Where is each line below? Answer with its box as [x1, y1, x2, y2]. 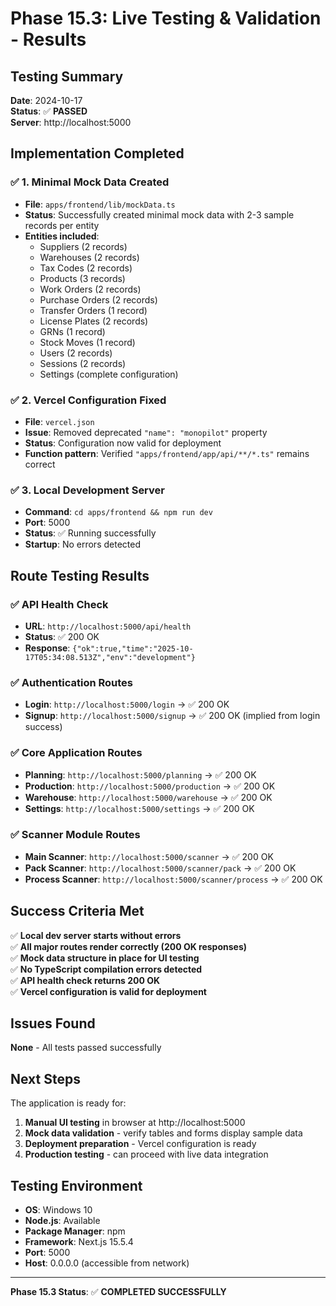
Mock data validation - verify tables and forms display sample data [24, 1127, 303, 1139]
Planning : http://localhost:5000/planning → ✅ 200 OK [24, 768, 257, 781]
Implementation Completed [10, 145, 185, 162]
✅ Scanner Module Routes [10, 828, 141, 842]
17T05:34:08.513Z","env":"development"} [24, 652, 196, 662]
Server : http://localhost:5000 [10, 117, 132, 128]
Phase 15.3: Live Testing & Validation [10, 7, 322, 30]
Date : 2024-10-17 [10, 95, 83, 106]
